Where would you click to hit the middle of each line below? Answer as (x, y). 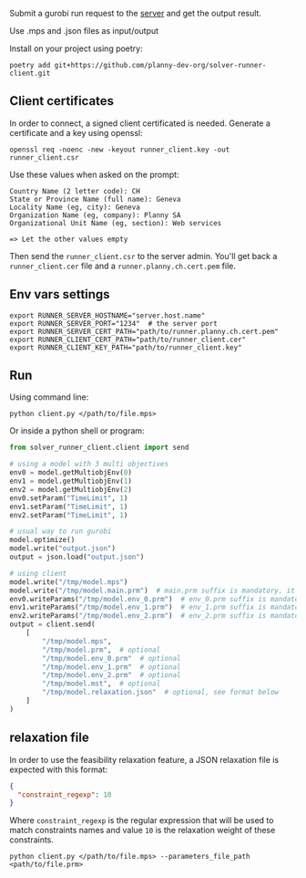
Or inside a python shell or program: (77, 431)
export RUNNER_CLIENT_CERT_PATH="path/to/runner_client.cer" (128, 340)
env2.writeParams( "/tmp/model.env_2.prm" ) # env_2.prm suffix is (138, 616)
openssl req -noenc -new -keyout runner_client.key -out (120, 150)
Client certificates (62, 101)
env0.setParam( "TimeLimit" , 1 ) (69, 498)
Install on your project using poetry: (76, 48)
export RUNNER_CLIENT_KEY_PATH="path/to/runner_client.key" (126, 347)
